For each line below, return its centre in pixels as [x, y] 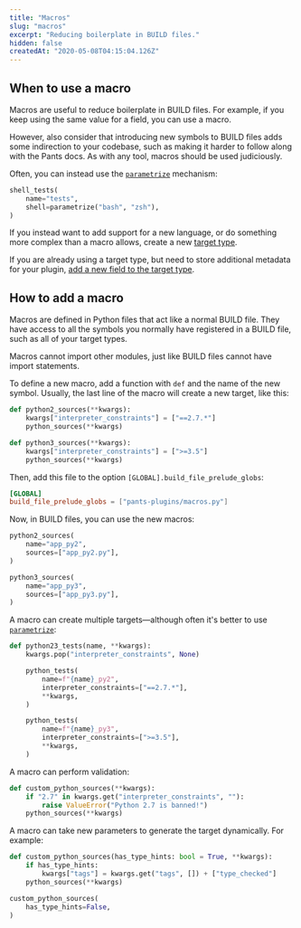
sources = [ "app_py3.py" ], [72, 594]
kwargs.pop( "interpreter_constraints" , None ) [113, 655]
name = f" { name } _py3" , [80, 729]
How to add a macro [66, 298]
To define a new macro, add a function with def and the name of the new [145, 384]
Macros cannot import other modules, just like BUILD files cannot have [141, 356]
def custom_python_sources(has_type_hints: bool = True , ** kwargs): [141, 857]
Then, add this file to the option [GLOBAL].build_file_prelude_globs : [136, 477]
